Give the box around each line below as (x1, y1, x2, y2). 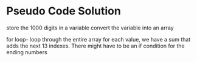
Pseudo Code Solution (6, 4, 122, 18)
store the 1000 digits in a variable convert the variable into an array (6, 24, 175, 31)
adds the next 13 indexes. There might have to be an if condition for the (6, 42, 185, 49)
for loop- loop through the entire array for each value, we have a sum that (6, 36, 191, 43)
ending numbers (6, 48, 47, 55)
